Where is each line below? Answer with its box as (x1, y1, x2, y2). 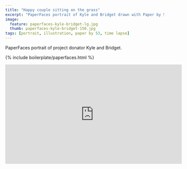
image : (5, 17, 19, 22)
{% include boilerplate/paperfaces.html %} (5, 54, 94, 61)
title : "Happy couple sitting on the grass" (5, 7, 100, 13)
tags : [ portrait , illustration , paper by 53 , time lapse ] (5, 31, 130, 36)
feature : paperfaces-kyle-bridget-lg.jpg (10, 21, 98, 27)
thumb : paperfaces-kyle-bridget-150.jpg (10, 26, 96, 31)
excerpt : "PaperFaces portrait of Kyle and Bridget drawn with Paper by (5, 12, 161, 17)
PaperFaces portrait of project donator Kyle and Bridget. (5, 45, 122, 50)
